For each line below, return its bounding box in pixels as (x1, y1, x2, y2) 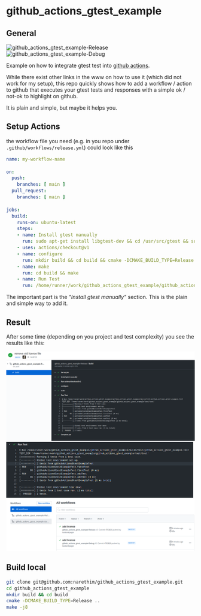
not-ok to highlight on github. (6, 93, 78, 99)
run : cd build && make (22, 270, 79, 276)
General (6, 28, 37, 38)
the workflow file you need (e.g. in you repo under (6, 137, 130, 144)
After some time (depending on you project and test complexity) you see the (6, 333, 194, 340)
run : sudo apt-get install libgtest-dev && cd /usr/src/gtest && (22, 238, 188, 244)
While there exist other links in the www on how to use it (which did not (6, 74, 182, 80)
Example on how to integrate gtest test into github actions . (6, 62, 150, 69)
